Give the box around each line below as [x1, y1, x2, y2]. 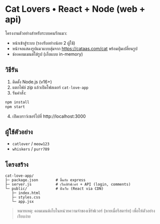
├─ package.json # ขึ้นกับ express [5, 178, 86, 183]
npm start [5, 104, 26, 109]
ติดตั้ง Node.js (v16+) [12, 79, 53, 85]
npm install [5, 99, 29, 104]
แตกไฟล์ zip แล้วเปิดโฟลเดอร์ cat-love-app [12, 84, 89, 90]
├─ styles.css [11, 195, 41, 200]
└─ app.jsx [11, 199, 34, 204]
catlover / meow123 [12, 141, 50, 147]
